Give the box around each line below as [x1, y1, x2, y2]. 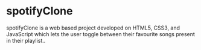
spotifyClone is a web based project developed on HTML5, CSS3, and [6, 24, 180, 31]
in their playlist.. [6, 37, 46, 44]
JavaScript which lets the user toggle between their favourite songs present [6, 30, 195, 37]
